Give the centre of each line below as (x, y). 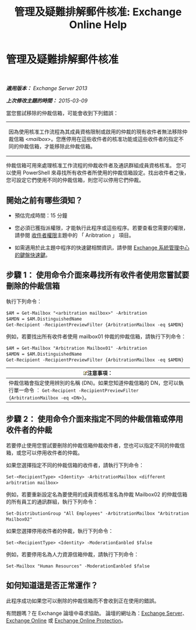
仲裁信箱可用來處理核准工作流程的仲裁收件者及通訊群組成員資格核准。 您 (94, 166)
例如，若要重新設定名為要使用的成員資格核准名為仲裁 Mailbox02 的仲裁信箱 (97, 494)
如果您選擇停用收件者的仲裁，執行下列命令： (60, 531)
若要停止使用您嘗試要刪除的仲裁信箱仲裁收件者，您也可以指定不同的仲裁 (93, 445)
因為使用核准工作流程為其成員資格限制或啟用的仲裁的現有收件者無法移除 (95, 132)
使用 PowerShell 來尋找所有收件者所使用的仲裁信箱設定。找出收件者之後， (100, 173)
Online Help (98, 25)
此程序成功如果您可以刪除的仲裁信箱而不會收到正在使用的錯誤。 (83, 601)
